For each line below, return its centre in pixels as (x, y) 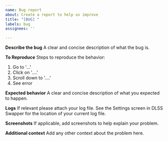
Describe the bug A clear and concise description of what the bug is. (77, 48)
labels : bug (18, 24)
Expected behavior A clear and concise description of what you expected (82, 93)
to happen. (16, 99)
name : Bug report (24, 10)
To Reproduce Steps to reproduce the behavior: (55, 57)
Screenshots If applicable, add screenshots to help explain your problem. (82, 123)
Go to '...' (22, 67)
